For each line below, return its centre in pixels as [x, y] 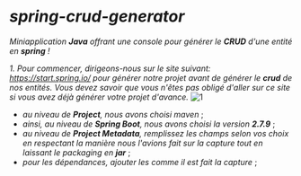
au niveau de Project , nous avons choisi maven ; [113, 114]
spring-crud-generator [97, 17]
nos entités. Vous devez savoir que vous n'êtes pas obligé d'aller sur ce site [150, 87]
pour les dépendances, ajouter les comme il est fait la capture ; [140, 162]
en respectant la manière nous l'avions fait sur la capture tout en [142, 143]
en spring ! [30, 50]
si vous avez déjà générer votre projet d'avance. [99, 97]
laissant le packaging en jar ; [76, 152]
